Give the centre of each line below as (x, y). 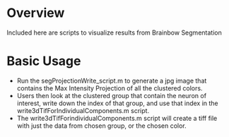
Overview (36, 13)
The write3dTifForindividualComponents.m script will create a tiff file (117, 118)
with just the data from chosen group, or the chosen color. (101, 126)
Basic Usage (44, 61)
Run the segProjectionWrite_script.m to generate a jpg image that (112, 81)
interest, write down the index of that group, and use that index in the (117, 103)
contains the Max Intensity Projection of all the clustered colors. (110, 88)
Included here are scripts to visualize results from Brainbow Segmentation (114, 32)
